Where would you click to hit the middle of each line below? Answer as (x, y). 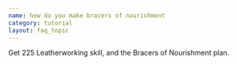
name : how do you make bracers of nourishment (87, 15)
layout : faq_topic (39, 30)
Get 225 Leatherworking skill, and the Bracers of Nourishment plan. (119, 53)
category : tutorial (41, 23)
